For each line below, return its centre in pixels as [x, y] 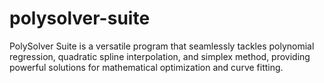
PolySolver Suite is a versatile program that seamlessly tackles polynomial [162, 46]
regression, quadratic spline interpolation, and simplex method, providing [160, 56]
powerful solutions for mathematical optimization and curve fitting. [146, 67]
